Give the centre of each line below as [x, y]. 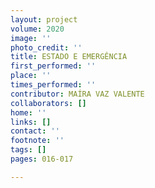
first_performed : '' [53, 66]
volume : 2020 [37, 29]
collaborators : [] [48, 103]
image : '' [31, 38]
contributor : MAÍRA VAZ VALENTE [77, 94]
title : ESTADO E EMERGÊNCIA [69, 57]
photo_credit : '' [46, 47]
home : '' [28, 112]
